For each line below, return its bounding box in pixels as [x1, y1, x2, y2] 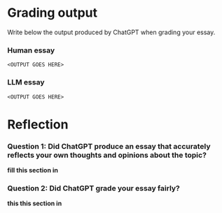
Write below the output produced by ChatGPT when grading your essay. [7, 28, 216, 36]
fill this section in [7, 166, 58, 175]
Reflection [7, 117, 69, 132]
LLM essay [7, 78, 45, 87]
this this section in [7, 199, 62, 207]
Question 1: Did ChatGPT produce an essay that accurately [7, 141, 211, 151]
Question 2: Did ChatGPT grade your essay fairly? [7, 183, 181, 193]
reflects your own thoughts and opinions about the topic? [7, 150, 207, 160]
